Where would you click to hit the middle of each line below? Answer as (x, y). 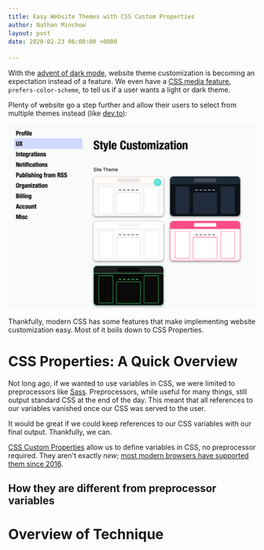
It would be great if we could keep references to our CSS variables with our (130, 423)
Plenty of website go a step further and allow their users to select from (123, 105)
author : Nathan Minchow (47, 25)
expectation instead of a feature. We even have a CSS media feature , (120, 82)
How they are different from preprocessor (112, 488)
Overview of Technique (86, 535)
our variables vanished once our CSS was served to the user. (107, 408)
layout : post (29, 33)
